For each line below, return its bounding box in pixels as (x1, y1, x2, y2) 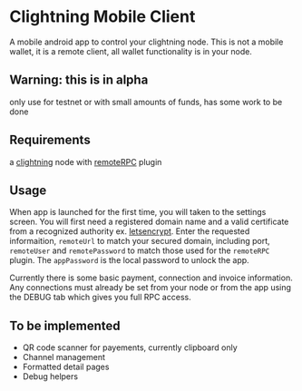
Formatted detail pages (22, 361, 110, 373)
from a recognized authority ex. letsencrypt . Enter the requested (9, 226, 250, 237)
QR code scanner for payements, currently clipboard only (22, 342, 238, 353)
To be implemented (9, 318, 121, 333)
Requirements (9, 132, 91, 148)
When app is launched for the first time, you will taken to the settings (9, 207, 267, 218)
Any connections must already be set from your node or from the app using (9, 282, 292, 293)
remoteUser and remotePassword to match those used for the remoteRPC (9, 245, 270, 256)
